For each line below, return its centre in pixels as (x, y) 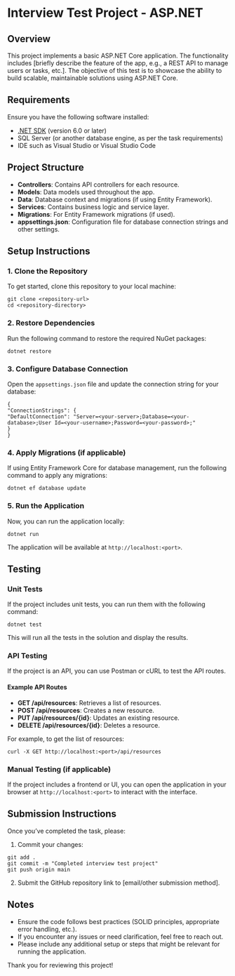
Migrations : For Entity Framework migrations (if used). (96, 214)
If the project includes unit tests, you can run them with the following (106, 604)
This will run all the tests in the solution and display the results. (98, 638)
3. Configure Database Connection (68, 368)
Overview (29, 39)
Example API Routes (38, 687)
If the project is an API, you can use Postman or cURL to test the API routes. (116, 671)
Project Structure (46, 167)
